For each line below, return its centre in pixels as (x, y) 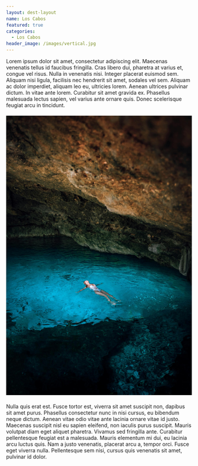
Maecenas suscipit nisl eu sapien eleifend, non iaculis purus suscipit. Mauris (99, 425)
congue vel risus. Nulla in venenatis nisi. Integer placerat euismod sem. (93, 74)
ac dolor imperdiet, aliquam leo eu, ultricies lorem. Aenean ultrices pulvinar (97, 86)
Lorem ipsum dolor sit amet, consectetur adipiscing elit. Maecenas (87, 61)
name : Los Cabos (26, 19)
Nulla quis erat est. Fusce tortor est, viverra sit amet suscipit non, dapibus (96, 406)
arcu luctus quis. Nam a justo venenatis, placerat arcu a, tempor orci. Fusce (98, 444)
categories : (21, 31)
